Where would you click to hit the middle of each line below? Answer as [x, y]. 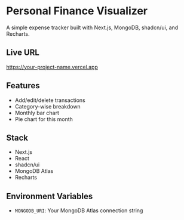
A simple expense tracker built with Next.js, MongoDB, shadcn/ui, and [92, 27]
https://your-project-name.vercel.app [52, 67]
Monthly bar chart [37, 113]
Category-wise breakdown [47, 106]
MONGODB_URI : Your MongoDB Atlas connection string [79, 210]
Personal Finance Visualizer [77, 11]
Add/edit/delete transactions [50, 100]
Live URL [23, 53]
